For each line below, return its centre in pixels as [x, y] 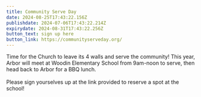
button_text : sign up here [40, 34]
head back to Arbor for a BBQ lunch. [51, 69]
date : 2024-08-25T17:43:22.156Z [47, 17]
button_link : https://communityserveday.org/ [64, 40]
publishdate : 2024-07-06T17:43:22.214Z [56, 23]
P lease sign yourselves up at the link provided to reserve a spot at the [93, 82]
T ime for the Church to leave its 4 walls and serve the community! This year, [101, 57]
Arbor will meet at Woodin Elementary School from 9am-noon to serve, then [100, 63]
